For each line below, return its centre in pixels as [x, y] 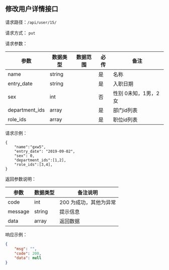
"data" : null [28, 258]
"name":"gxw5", [30, 147]
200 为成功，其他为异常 [88, 202]
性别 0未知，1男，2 [136, 93]
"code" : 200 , [28, 253]
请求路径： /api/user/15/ [31, 22]
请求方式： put [20, 33]
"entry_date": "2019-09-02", [45, 151]
